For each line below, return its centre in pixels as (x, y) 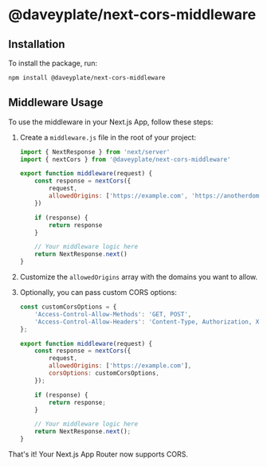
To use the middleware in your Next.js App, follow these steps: (111, 122)
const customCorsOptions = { (68, 307)
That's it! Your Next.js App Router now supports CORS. (98, 454)
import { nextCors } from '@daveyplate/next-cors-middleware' (125, 159)
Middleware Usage (56, 102)
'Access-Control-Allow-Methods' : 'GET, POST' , (113, 314)
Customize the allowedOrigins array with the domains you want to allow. (139, 277)
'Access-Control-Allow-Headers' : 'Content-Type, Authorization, (143, 322)
